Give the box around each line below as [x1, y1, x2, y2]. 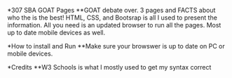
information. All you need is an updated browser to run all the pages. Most [7, 21, 221, 29]
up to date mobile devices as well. [7, 28, 106, 37]
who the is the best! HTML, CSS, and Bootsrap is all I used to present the [7, 13, 217, 22]
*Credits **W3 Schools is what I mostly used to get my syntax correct [7, 63, 212, 71]
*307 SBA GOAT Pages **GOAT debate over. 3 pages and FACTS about [7, 6, 216, 14]
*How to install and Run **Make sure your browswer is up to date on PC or [7, 42, 226, 50]
